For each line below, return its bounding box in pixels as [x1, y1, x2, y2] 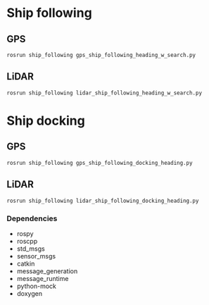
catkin [16, 259, 35, 268]
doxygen [16, 289, 43, 297]
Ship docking [6, 113, 85, 128]
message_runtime [16, 274, 69, 282]
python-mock [16, 282, 57, 290]
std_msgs [16, 244, 45, 253]
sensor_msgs [16, 251, 56, 260]
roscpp [16, 237, 38, 245]
